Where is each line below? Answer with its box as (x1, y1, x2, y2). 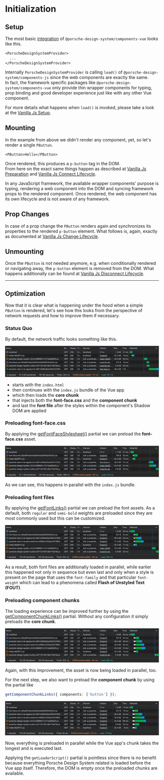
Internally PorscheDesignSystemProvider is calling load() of (5, 69, 123, 75)
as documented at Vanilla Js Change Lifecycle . (5, 233, 99, 239)
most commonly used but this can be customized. (5, 515, 106, 521)
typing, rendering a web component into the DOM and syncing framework (5, 185, 154, 191)
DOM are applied (12, 408, 46, 413)
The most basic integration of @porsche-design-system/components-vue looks (5, 36, 159, 41)
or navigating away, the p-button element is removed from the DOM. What (5, 266, 154, 272)
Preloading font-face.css (5, 420, 66, 427)
